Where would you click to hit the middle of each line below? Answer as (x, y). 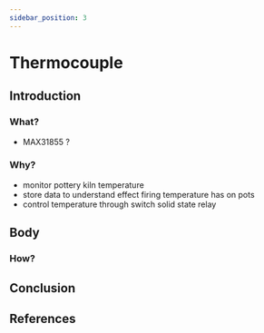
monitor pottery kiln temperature (83, 185)
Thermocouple (67, 62)
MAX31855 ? (46, 142)
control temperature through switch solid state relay (119, 204)
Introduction (45, 96)
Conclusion (43, 288)
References (43, 318)
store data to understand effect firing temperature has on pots (139, 194)
